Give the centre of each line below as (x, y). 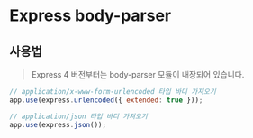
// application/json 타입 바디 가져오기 (79, 116)
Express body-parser (90, 16)
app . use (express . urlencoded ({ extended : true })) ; (106, 100)
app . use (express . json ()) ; (58, 124)
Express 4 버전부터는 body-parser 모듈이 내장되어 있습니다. (138, 74)
